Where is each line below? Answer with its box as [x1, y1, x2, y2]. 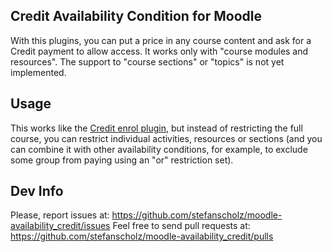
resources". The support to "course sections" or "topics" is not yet [10, 55, 285, 68]
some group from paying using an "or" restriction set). [10, 154, 234, 166]
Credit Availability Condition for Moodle [10, 8, 262, 25]
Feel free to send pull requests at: [112, 220, 251, 232]
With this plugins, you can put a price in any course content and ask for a [10, 34, 312, 46]
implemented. [10, 66, 67, 78]
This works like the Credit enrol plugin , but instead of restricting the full [10, 122, 303, 134]
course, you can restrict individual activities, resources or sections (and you [10, 132, 323, 144]
